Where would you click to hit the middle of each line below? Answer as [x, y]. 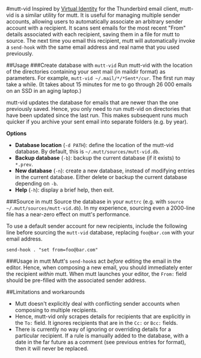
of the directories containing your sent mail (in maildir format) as [86, 71]
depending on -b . [36, 184]
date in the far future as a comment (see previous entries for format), [100, 342]
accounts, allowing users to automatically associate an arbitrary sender [95, 21]
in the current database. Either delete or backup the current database [101, 177]
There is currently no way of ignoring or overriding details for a [93, 329]
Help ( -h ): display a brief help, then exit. [64, 190]
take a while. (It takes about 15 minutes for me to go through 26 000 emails [99, 84]
